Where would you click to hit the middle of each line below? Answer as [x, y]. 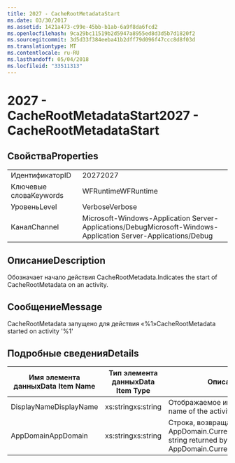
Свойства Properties [53, 156]
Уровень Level [34, 206]
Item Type [133, 391]
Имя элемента [55, 377]
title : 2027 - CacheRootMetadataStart [64, 14]
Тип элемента [133, 373]
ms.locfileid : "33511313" [45, 66]
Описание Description [57, 261]
